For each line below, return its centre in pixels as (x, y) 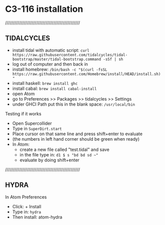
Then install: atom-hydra (37, 217)
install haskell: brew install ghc (45, 83)
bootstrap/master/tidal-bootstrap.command (57, 59)
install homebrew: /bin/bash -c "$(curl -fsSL (60, 69)
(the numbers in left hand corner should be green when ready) (76, 139)
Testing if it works (23, 113)
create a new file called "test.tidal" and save (64, 150)
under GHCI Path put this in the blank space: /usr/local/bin (74, 104)
